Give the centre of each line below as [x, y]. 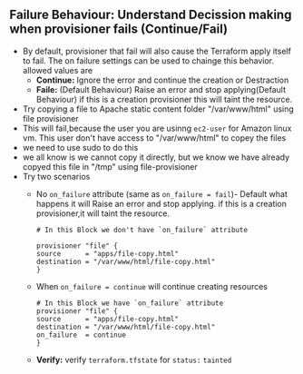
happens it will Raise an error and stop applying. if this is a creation [161, 203]
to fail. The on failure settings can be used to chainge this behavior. [148, 60]
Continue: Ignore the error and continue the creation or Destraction [162, 80]
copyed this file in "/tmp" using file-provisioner [110, 166]
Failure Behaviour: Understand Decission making [151, 15]
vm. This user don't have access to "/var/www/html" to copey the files [154, 138]
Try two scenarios [56, 176]
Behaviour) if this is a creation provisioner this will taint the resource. [164, 99]
